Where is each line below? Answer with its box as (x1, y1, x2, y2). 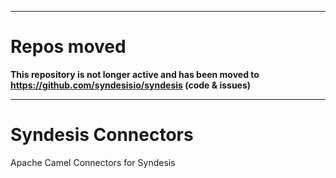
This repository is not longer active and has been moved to (10, 68, 260, 80)
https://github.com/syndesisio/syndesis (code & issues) (10, 79, 252, 91)
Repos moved (10, 36, 127, 58)
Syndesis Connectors (10, 124, 194, 146)
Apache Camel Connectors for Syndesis (10, 156, 176, 168)
